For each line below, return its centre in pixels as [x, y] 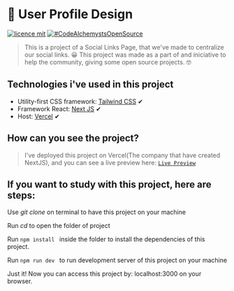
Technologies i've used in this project [90, 84]
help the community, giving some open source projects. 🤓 [108, 62]
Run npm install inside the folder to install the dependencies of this [106, 239]
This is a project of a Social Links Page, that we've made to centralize [124, 47]
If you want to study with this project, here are [109, 184]
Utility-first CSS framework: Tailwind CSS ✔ [80, 101]
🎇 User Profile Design [70, 14]
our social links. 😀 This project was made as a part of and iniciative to [125, 55]
